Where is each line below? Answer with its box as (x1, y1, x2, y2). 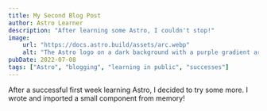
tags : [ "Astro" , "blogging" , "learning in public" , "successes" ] (8, 63, 230, 71)
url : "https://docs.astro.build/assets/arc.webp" (22, 41, 191, 49)
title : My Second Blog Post (8, 11, 102, 20)
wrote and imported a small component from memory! (8, 93, 185, 103)
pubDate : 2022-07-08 (8, 56, 77, 64)
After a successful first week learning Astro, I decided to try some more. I (8, 85, 249, 94)
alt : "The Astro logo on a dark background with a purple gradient (22, 48, 250, 56)
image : (8, 33, 30, 42)
